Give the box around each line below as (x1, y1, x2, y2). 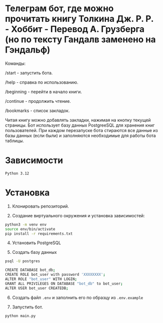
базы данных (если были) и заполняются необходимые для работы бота (5, 133, 156, 138)
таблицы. (5, 137, 24, 144)
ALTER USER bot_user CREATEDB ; (5, 285, 69, 290)
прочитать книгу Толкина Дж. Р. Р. (5, 13, 154, 24)
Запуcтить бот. (12, 304, 43, 310)
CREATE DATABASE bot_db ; (5, 267, 55, 273)
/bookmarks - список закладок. (5, 108, 70, 114)
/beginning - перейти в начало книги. (5, 89, 82, 95)
